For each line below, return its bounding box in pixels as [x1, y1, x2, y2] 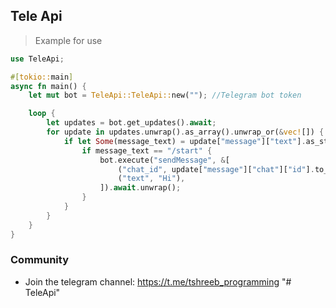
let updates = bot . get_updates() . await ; [46, 118, 217, 128]
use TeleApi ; [10, 54, 65, 64]
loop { [28, 109, 56, 119]
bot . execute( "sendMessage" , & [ [99, 155, 230, 165]
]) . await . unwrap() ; [99, 183, 182, 193]
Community [10, 253, 69, 267]
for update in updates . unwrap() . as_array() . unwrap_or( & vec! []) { [46, 127, 325, 138]
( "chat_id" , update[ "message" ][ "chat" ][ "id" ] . [117, 164, 315, 174]
